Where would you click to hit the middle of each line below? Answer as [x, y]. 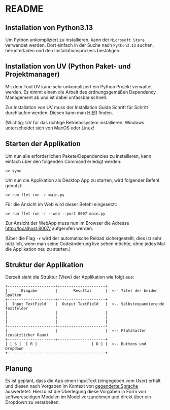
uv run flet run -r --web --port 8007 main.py [55, 214]
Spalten [13, 295]
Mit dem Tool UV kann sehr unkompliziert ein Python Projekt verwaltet [79, 86]
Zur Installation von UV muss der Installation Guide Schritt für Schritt [77, 107]
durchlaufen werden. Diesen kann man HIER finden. [59, 113]
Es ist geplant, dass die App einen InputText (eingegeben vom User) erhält [83, 381]
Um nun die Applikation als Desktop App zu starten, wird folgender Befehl [82, 180]
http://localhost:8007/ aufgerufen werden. [49, 228]
